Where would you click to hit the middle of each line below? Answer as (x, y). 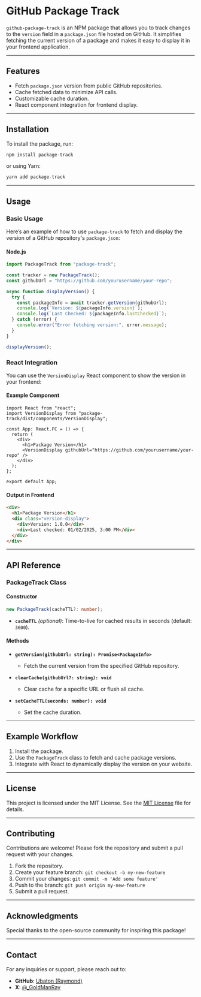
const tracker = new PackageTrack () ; (53, 275)
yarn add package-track (36, 177)
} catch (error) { (35, 320)
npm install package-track (40, 155)
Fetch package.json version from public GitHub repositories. (89, 86)
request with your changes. (40, 854)
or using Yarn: (23, 166)
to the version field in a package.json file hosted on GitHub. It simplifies (94, 34)
